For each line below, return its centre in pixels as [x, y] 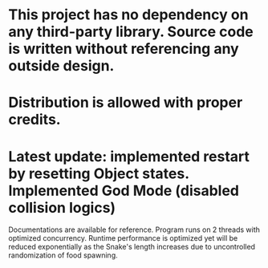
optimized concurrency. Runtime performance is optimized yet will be [123, 238]
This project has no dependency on [128, 15]
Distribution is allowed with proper [126, 103]
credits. [35, 120]
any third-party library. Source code [131, 32]
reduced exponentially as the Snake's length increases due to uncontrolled [132, 247]
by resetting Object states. [99, 173]
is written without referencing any [124, 49]
